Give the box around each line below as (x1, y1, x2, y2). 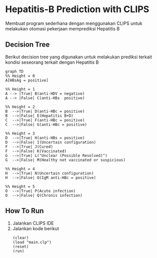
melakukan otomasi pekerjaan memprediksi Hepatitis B (5, 25, 120, 31)
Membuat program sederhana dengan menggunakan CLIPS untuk (5, 20, 143, 26)
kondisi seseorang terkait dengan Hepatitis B (5, 59, 99, 65)
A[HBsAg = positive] (5, 77, 49, 83)
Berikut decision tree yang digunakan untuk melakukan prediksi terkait (5, 54, 152, 60)
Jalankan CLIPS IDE (12, 220, 54, 226)
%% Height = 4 (5, 166, 35, 171)
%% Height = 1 (5, 87, 35, 92)
